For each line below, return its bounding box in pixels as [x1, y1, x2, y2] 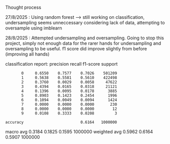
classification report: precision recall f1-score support [5, 61, 118, 67]
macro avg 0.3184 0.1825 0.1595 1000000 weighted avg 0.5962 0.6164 [5, 129, 153, 134]
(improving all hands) [5, 51, 50, 57]
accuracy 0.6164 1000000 [5, 120, 117, 125]
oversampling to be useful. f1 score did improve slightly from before [5, 46, 147, 51]
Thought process [5, 5, 42, 10]
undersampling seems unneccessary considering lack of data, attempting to [5, 20, 165, 25]
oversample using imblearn [5, 25, 63, 31]
